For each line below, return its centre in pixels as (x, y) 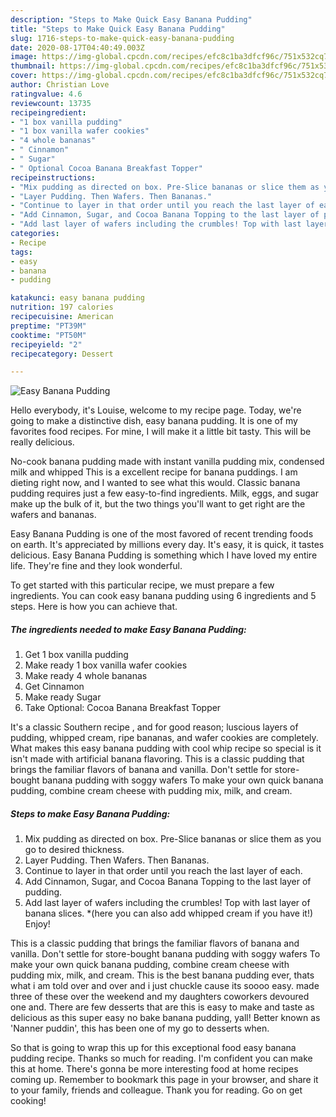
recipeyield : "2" (46, 344)
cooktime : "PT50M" (48, 335)
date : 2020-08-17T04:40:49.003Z (77, 47)
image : (24, 57)
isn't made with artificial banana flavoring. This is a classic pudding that (157, 759)
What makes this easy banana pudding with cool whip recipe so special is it (166, 748)
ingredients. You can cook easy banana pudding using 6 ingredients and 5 (163, 596)
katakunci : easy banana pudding (77, 298)
